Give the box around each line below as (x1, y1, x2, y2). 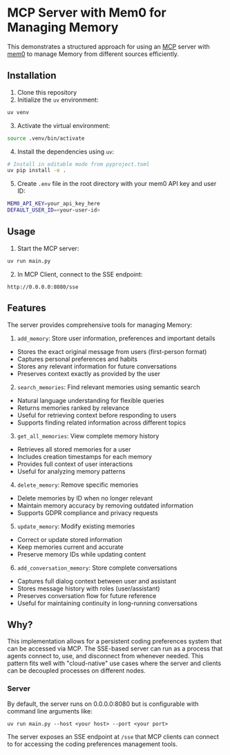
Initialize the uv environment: (17, 95, 99, 104)
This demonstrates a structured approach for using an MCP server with (7, 42, 211, 50)
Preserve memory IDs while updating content (17, 550, 146, 558)
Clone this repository (17, 88, 77, 96)
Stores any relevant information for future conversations (17, 362, 178, 371)
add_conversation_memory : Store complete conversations (17, 563, 178, 572)
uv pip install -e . (7, 167, 67, 174)
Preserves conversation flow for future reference (17, 591, 157, 599)
